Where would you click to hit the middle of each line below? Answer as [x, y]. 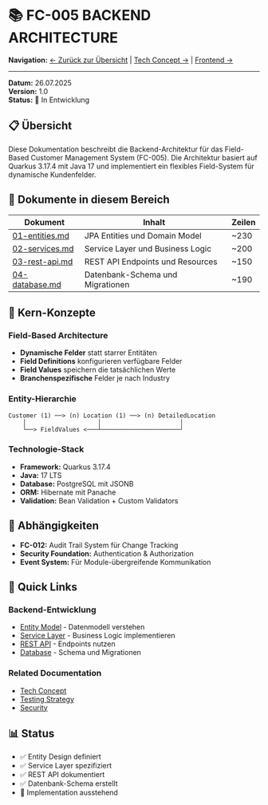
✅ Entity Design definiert [60, 757]
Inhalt [154, 222]
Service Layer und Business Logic [148, 248]
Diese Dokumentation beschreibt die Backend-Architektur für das [116, 149]
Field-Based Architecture [58, 335]
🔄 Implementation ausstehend [69, 793]
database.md [37, 284]
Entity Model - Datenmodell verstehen [82, 627]
